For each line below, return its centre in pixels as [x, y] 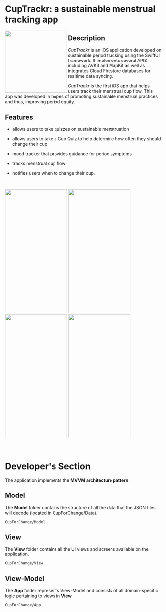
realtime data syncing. [91, 76]
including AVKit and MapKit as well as [107, 66]
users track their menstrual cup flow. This [110, 91]
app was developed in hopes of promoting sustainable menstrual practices [81, 96]
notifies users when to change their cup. [54, 173]
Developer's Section [48, 466]
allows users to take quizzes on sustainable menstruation [71, 129]
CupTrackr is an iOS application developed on [115, 50]
